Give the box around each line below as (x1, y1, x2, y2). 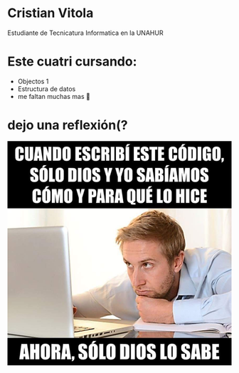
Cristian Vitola (7, 5, 94, 21)
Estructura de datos (17, 84, 76, 93)
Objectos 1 (17, 77, 49, 85)
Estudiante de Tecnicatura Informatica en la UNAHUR (7, 28, 164, 37)
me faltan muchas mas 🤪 (17, 92, 90, 100)
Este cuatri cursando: (7, 53, 137, 70)
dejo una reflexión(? (7, 117, 128, 133)
